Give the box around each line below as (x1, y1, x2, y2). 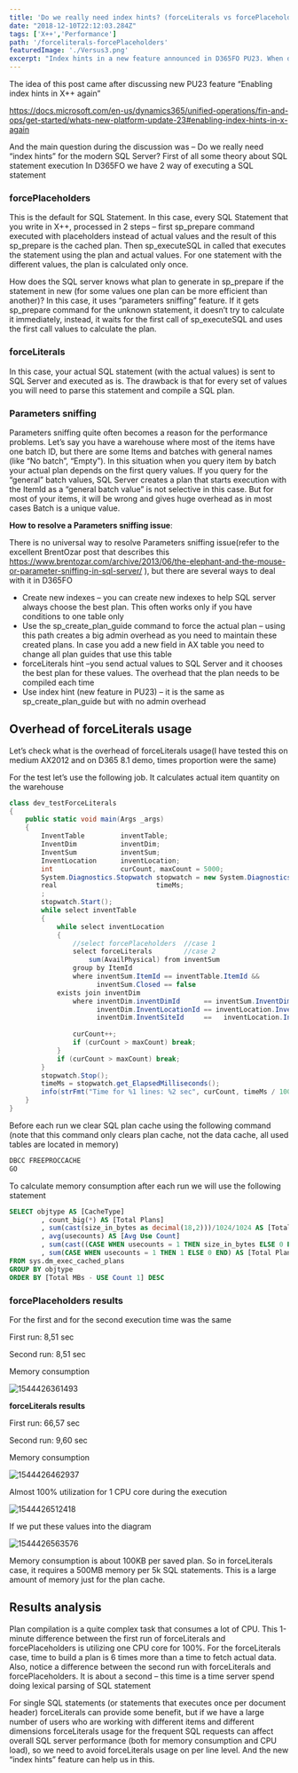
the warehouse (9, 781, 64, 791)
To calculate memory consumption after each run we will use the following (9, 1181, 281, 1191)
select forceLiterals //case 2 (72, 947, 216, 956)
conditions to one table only (21, 610, 124, 622)
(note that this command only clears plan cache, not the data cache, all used (9, 1129, 289, 1140)
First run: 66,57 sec (9, 1418, 81, 1428)
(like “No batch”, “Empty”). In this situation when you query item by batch (9, 455, 277, 466)
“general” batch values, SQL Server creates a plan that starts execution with (9, 474, 286, 485)
